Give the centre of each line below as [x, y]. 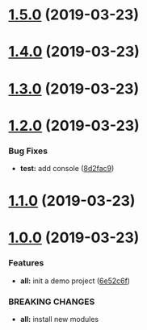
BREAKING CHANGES [52, 302]
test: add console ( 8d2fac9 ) [67, 169]
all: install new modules [59, 320]
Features [26, 263]
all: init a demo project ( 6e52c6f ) [75, 281]
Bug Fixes [28, 151]
